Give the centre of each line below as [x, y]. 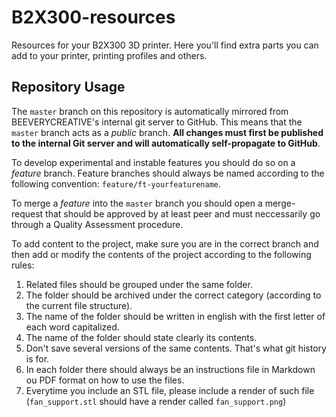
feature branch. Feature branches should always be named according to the [168, 173]
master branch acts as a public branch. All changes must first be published [167, 132]
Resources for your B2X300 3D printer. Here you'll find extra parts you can [165, 45]
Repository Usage [68, 87]
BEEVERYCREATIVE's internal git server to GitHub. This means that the [157, 122]
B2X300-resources [93, 17]
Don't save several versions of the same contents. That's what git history [176, 348]
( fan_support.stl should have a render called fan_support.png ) [156, 401]
